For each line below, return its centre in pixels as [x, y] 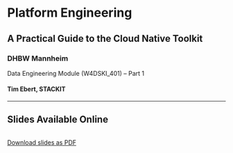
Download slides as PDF [42, 142]
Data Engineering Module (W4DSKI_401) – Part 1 [76, 73]
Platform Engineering [70, 13]
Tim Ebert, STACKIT [36, 89]
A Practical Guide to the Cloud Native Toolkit [105, 39]
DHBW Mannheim [38, 58]
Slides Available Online [58, 120]
